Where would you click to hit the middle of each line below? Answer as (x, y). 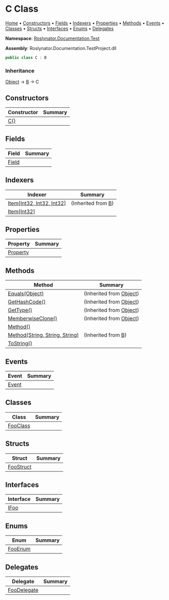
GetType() (20, 310)
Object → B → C (22, 82)
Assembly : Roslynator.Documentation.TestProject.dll (61, 48)
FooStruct (20, 467)
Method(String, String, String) (43, 335)
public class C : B (26, 57)
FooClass (19, 425)
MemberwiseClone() (33, 319)
